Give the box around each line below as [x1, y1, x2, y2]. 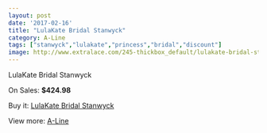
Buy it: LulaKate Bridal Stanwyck [8, 101, 114, 110]
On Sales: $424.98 [8, 85, 72, 95]
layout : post [8, 11, 52, 20]
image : [8, 48, 30, 56]
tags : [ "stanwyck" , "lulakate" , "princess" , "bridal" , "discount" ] [8, 41, 222, 49]
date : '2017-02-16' [8, 19, 73, 27]
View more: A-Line [8, 116, 69, 125]
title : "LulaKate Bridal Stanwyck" [8, 26, 126, 34]
